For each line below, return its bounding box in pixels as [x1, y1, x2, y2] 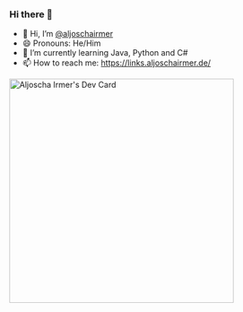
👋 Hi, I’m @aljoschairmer [22, 29, 114, 39]
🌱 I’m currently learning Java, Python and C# [22, 48, 188, 58]
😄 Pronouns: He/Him [22, 38, 101, 48]
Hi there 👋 [9, 8, 54, 21]
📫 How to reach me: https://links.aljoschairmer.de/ [22, 57, 212, 68]
